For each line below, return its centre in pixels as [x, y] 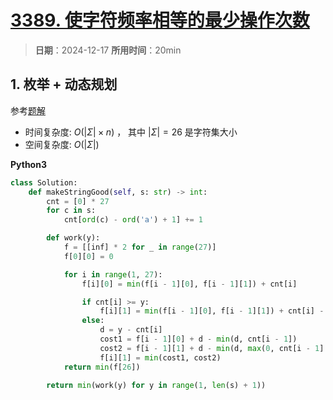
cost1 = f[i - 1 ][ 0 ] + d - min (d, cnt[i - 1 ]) [198, 339]
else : [93, 321]
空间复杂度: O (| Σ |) [62, 144]
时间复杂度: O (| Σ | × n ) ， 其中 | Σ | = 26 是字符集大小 [131, 132]
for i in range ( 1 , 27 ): [113, 274]
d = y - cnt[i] [131, 330]
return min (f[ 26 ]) [102, 367]
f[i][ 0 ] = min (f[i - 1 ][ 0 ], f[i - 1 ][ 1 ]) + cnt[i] [189, 284]
